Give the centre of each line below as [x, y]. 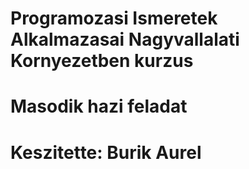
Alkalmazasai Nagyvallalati [125, 39]
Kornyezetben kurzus [102, 61]
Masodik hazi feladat [99, 106]
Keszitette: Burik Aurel [106, 152]
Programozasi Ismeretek [114, 18]
